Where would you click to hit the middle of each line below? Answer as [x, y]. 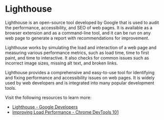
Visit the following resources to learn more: [48, 97]
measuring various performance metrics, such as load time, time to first [77, 53]
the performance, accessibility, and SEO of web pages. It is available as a [79, 27]
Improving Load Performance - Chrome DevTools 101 [65, 112]
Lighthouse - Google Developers [45, 107]
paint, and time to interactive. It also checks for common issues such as [77, 58]
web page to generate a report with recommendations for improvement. [77, 38]
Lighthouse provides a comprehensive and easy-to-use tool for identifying [80, 72]
